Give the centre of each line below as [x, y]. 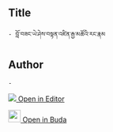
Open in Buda [45, 119]
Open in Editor [41, 99]
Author [26, 65]
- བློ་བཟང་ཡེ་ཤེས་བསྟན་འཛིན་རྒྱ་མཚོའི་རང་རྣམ [57, 34]
